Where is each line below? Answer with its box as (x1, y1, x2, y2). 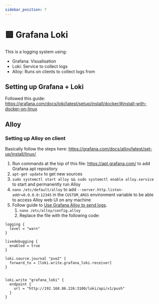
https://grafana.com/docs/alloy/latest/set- (68, 146, 152, 152)
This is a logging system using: (5, 48, 67, 54)
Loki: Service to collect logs (12, 63, 68, 69)
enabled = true (9, 243, 40, 248)
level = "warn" (9, 226, 40, 231)
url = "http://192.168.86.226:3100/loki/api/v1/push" (14, 286, 125, 291)
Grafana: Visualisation (12, 58, 56, 64)
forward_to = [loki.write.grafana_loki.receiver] (9, 261, 112, 265)
